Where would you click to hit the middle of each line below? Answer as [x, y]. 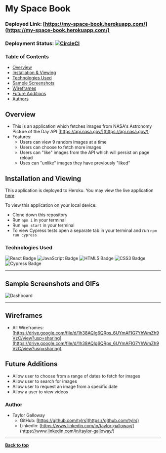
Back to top [17, 445]
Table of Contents [27, 56]
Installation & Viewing [34, 73]
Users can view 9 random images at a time [63, 142]
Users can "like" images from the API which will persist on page [84, 152]
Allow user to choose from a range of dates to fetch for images [76, 376]
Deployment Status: [30, 43]
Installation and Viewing [43, 178]
